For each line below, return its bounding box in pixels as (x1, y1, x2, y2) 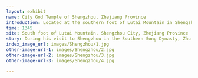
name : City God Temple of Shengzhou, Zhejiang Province (6, 14, 146, 20)
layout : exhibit (6, 8, 46, 15)
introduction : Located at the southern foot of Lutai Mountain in (6, 19, 173, 25)
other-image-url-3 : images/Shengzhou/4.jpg (6, 57, 115, 63)
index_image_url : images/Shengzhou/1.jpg (6, 42, 110, 48)
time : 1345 (6, 25, 33, 31)
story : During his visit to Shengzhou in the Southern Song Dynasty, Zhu (6, 36, 192, 42)
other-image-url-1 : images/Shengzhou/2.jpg (6, 47, 115, 53)
